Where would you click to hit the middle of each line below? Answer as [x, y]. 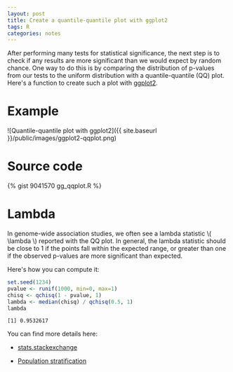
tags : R [19, 27]
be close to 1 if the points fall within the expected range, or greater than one [117, 249]
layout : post [26, 14]
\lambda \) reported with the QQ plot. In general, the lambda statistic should [116, 241]
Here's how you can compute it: [53, 270]
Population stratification [52, 361]
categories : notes [34, 33]
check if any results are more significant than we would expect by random [114, 61]
